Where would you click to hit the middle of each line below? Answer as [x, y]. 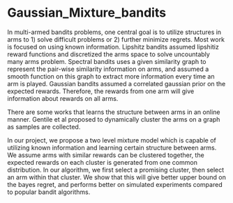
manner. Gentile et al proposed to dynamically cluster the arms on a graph [114, 119]
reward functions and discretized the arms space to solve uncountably [109, 54]
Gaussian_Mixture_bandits [87, 13]
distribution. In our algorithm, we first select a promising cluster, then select [116, 170]
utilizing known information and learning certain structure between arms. [112, 147]
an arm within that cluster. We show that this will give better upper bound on [117, 177]
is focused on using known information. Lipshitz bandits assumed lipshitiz [113, 47]
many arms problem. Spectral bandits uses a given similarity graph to [107, 61]
